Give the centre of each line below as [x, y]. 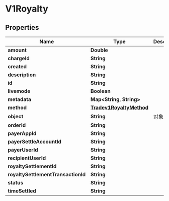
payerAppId [22, 133]
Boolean [100, 91]
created [17, 66]
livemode [19, 91]
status [16, 183]
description [22, 75]
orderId [17, 125]
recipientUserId [27, 158]
